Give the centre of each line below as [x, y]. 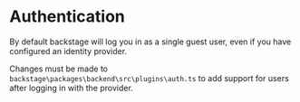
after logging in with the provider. [71, 88]
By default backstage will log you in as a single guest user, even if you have [150, 42]
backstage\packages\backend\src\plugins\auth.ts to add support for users [150, 78]
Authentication [67, 17]
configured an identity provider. [68, 51]
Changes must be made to [59, 69]
